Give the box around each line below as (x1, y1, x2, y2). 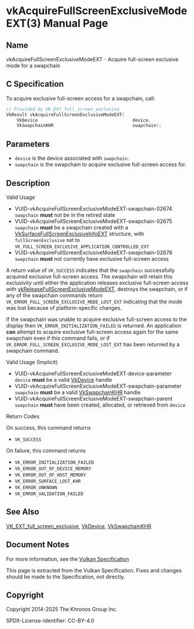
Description (6, 178, 50, 188)
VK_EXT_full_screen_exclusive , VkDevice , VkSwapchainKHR (6, 522, 152, 529)
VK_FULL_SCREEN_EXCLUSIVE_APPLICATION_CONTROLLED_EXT (14, 244, 149, 250)
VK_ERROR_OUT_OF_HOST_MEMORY (14, 472, 86, 478)
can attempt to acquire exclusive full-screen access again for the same (6, 328, 179, 335)
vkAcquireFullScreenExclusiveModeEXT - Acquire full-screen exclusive (6, 56, 179, 63)
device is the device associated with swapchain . (14, 155, 129, 162)
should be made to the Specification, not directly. (6, 573, 125, 580)
